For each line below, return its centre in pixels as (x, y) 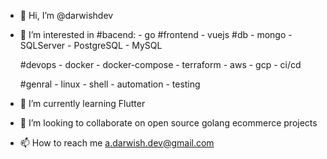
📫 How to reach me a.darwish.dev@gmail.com (117, 143)
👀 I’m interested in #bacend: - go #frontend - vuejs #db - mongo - (156, 34)
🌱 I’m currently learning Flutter (82, 103)
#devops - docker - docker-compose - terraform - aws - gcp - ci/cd (160, 64)
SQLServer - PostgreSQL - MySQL (91, 45)
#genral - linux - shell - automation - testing (110, 84)
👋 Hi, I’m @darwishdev (66, 15)
